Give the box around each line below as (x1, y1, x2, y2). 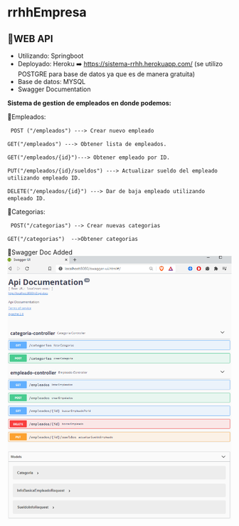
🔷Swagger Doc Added (7, 248, 73, 257)
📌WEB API (7, 33, 53, 45)
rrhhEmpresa (7, 4, 87, 21)
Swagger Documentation (17, 85, 91, 93)
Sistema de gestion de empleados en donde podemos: (7, 99, 172, 107)
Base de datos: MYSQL (17, 78, 86, 86)
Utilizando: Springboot (17, 51, 84, 60)
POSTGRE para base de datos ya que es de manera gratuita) (17, 70, 196, 78)
